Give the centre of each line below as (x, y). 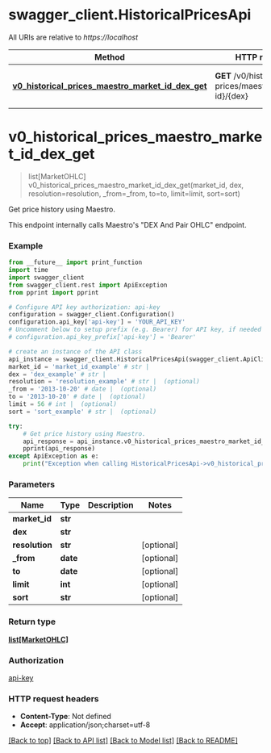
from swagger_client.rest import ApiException (88, 285)
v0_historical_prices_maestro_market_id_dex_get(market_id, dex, (136, 185)
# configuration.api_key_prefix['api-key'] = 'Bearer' (102, 337)
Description (111, 505)
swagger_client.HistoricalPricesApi (130, 15)
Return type (32, 621)
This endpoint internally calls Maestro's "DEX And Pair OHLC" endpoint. (128, 224)
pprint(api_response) (59, 449)
